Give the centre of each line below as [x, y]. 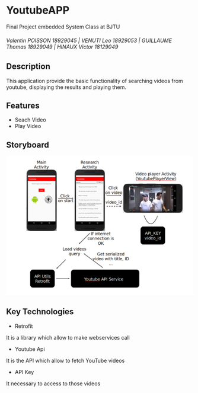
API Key [24, 372]
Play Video [28, 126]
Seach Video [30, 120]
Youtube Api [30, 349]
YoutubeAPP [38, 10]
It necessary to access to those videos [53, 384]
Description [28, 67]
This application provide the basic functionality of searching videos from [95, 81]
